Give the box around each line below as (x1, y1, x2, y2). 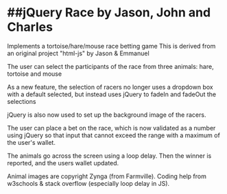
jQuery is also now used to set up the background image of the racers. (7, 111, 206, 119)
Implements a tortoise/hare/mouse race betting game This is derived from (7, 42, 216, 50)
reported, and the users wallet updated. (7, 158, 119, 167)
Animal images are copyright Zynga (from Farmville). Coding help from (7, 172, 207, 180)
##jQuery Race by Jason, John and (7, 5, 211, 20)
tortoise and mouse (7, 70, 62, 78)
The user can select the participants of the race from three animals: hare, (7, 62, 214, 70)
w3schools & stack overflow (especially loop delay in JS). (7, 179, 170, 187)
